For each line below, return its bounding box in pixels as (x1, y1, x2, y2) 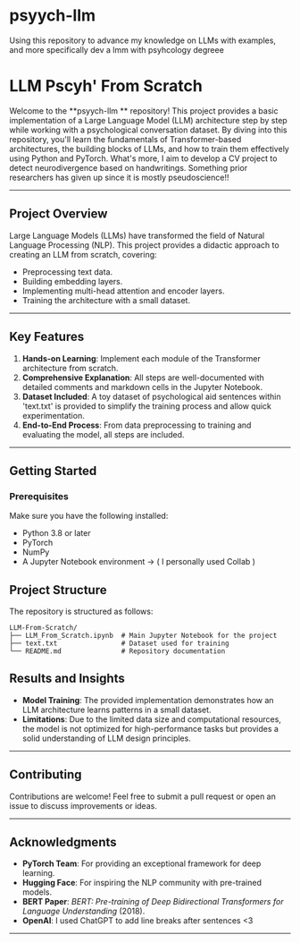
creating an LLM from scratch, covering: (9, 249, 158, 259)
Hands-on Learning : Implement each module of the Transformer (21, 353, 261, 363)
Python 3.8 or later (21, 528, 91, 539)
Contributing (9, 767, 82, 783)
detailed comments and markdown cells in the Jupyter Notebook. (21, 381, 263, 392)
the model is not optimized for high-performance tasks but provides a (21, 723, 279, 734)
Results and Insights (9, 671, 125, 686)
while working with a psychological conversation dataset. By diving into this (9, 124, 287, 135)
